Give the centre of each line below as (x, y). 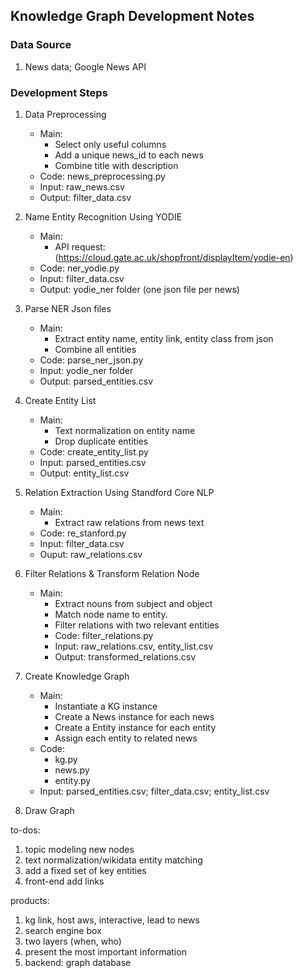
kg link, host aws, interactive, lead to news (112, 920)
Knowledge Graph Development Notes (132, 16)
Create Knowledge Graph (77, 676)
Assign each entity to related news (126, 738)
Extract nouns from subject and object (133, 603)
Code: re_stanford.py (83, 533)
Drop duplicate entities (101, 441)
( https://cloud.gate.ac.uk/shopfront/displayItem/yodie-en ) (174, 257)
